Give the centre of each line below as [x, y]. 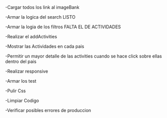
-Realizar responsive [27, 71]
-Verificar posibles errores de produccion [48, 110]
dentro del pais [21, 62]
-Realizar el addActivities [31, 37]
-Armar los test [21, 81]
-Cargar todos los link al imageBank [42, 7]
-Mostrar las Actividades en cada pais [45, 46]
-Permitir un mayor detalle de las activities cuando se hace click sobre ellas [84, 56]
